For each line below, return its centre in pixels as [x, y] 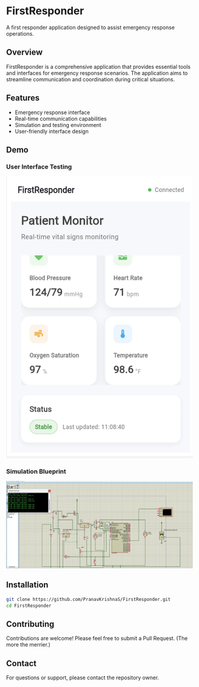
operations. [20, 33]
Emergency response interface [52, 112]
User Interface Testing [39, 166]
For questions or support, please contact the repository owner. [83, 677]
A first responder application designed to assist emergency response [90, 27]
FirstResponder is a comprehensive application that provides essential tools [98, 67]
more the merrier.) [28, 645]
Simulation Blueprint [36, 471]
